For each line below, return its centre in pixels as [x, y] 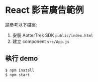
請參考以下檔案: [21, 25]
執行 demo [22, 59]
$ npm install [20, 70]
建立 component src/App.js [41, 41]
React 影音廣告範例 [45, 10]
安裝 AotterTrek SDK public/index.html [53, 35]
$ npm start [17, 75]
